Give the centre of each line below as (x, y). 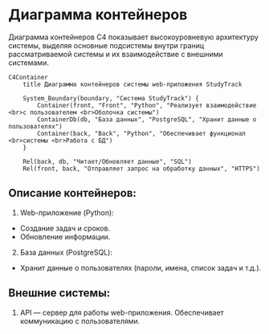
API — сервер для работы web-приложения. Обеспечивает (122, 312)
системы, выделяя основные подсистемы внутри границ (106, 45)
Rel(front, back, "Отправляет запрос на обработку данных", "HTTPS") (142, 169)
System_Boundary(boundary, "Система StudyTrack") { (111, 98)
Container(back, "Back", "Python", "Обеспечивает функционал (142, 133)
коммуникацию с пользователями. (80, 321)
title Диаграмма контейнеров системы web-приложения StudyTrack (132, 84)
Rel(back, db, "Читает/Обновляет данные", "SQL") (108, 161)
